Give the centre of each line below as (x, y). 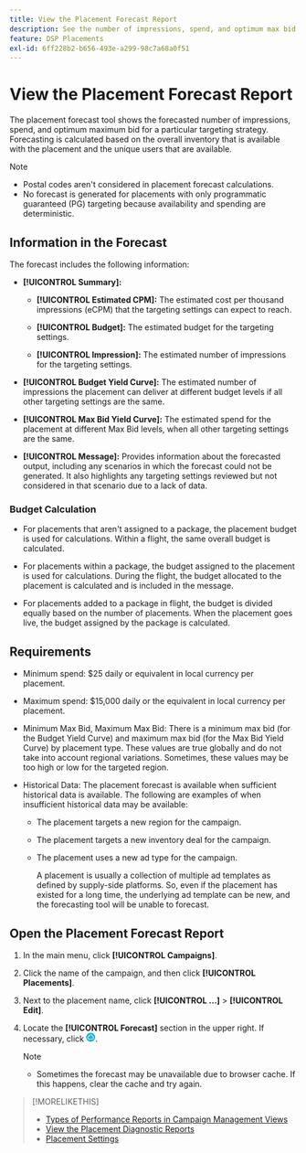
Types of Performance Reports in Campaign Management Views (167, 1119)
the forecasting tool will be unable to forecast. (123, 904)
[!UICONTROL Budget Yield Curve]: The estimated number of (140, 382)
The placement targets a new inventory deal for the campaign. (153, 840)
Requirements (50, 651)
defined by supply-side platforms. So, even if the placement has (157, 885)
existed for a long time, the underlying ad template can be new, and (163, 895)
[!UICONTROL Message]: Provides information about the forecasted (152, 456)
